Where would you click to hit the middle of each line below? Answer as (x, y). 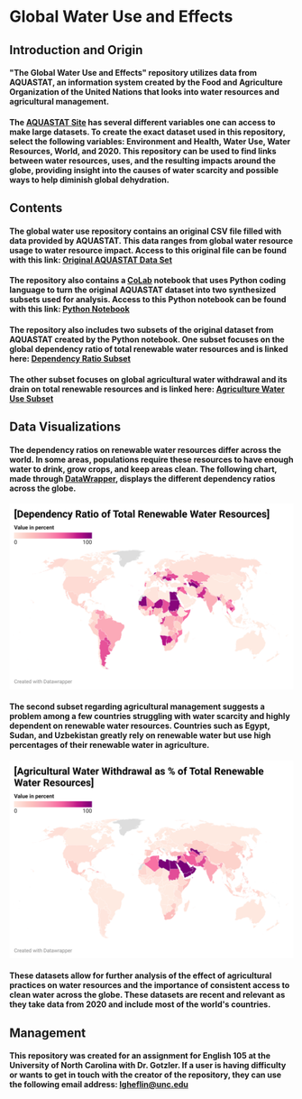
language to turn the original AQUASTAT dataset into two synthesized (143, 290)
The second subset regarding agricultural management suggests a (137, 706)
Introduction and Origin (76, 50)
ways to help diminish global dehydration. (89, 180)
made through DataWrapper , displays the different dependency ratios (142, 478)
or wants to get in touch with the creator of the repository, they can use (146, 1075)
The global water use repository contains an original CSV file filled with (146, 231)
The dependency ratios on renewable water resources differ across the (146, 449)
